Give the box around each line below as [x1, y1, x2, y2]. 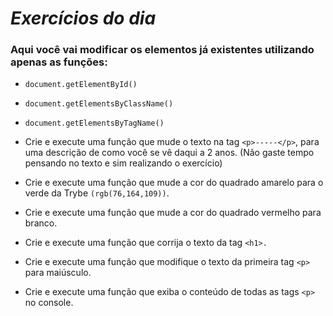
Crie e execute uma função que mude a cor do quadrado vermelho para [24, 207, 322, 219]
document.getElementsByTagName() [24, 118, 165, 129]
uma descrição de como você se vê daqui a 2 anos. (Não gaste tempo [24, 147, 315, 159]
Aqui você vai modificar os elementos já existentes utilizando [10, 43, 315, 57]
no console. [24, 297, 74, 309]
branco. [24, 217, 58, 229]
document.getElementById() [24, 80, 138, 90]
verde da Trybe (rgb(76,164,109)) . [24, 187, 170, 199]
